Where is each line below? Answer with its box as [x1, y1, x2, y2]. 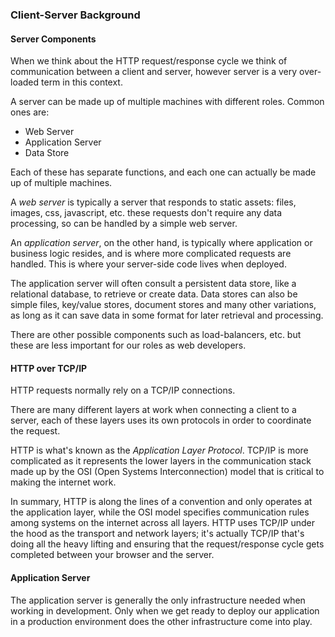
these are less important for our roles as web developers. [10, 339, 247, 352]
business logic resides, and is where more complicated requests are [10, 248, 292, 260]
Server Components [10, 33, 97, 45]
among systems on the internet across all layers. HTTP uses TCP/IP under [10, 517, 315, 529]
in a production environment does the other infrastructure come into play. [10, 615, 313, 627]
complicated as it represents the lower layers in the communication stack [10, 455, 312, 467]
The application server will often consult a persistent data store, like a [10, 278, 297, 290]
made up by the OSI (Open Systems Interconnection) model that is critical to [10, 466, 325, 478]
